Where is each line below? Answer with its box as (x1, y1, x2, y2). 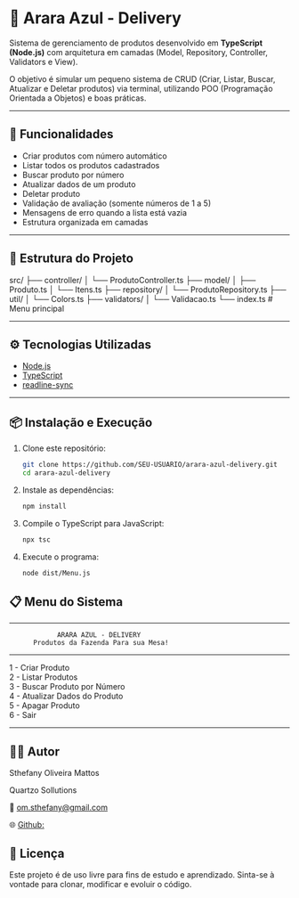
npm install (21, 502, 67, 510)
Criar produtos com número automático (21, 151, 167, 161)
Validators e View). (9, 56, 78, 67)
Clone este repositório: (21, 443, 107, 453)
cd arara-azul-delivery (21, 469, 111, 478)
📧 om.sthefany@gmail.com (9, 802, 109, 813)
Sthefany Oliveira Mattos (9, 768, 100, 779)
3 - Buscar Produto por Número (9, 682, 125, 692)
